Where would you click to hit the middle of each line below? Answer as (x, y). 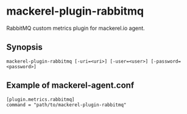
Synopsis (24, 47)
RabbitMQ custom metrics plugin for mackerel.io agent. (76, 28)
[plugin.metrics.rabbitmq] (41, 99)
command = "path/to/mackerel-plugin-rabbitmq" (66, 105)
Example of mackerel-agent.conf (70, 86)
